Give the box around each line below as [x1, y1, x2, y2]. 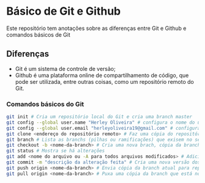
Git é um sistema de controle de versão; [15, 65, 116, 72]
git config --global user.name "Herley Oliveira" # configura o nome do [6, 119, 195, 125]
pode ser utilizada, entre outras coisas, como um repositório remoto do [15, 78, 194, 85]
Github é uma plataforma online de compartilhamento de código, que [15, 72, 189, 79]
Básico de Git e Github [6, 4, 121, 18]
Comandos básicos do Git [6, 100, 84, 108]
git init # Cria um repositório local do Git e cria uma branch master [6, 114, 192, 120]
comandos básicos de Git [6, 31, 71, 38]
